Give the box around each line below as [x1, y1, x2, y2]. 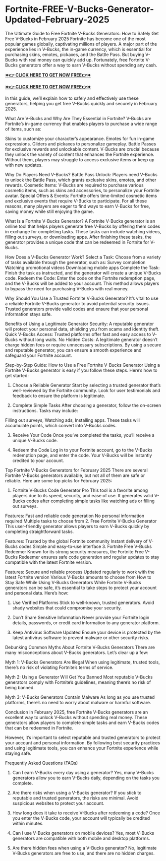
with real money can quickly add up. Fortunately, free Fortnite [19, 57, 145, 63]
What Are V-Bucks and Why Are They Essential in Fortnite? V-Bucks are [5, 115, 152, 121]
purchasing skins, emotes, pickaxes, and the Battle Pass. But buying [5, 51, 145, 58]
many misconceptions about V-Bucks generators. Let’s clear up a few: [5, 649, 149, 656]
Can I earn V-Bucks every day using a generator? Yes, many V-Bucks [12, 769, 154, 775]
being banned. [5, 684, 35, 690]
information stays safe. [5, 311, 52, 317]
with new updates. [5, 162, 43, 168]
